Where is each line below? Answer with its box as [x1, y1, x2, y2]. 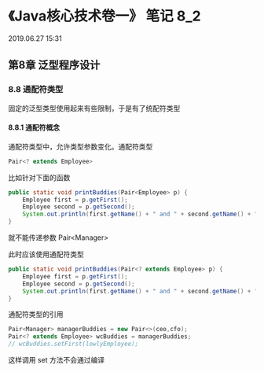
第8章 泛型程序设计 [8, 58, 101, 72]
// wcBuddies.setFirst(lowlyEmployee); [8, 340, 139, 348]
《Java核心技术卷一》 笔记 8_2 [8, 7, 202, 25]
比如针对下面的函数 [8, 172, 71, 182]
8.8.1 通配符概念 [8, 123, 60, 132]
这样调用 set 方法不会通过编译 [8, 355, 105, 365]
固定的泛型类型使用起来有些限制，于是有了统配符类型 [8, 103, 181, 112]
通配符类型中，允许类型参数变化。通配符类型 [8, 142, 153, 151]
